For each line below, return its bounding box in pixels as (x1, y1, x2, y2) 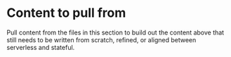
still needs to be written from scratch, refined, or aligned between (6, 35, 197, 44)
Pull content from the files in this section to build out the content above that (6, 28, 225, 37)
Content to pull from (6, 5, 126, 21)
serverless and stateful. (6, 43, 75, 51)
